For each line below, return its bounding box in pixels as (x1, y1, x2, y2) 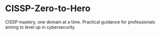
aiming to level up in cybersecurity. (5, 24, 76, 30)
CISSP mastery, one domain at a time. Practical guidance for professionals (5, 19, 156, 25)
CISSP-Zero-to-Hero (5, 3, 91, 14)
